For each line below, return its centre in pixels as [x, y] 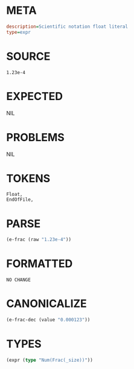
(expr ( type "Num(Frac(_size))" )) [50, 360]
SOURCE [28, 56]
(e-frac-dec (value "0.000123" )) [48, 320]
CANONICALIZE [47, 304]
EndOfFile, [20, 200]
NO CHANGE [19, 280]
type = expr [19, 32]
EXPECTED [35, 96]
